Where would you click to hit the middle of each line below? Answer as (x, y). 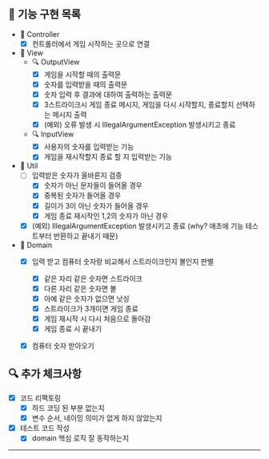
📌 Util (29, 166)
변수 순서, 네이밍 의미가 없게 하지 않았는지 (97, 418)
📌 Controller (40, 34)
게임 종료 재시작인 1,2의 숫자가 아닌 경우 (106, 216)
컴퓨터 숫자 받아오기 (63, 346)
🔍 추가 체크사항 (45, 374)
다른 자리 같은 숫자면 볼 (80, 288)
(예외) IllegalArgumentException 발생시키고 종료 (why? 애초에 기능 (138, 225)
